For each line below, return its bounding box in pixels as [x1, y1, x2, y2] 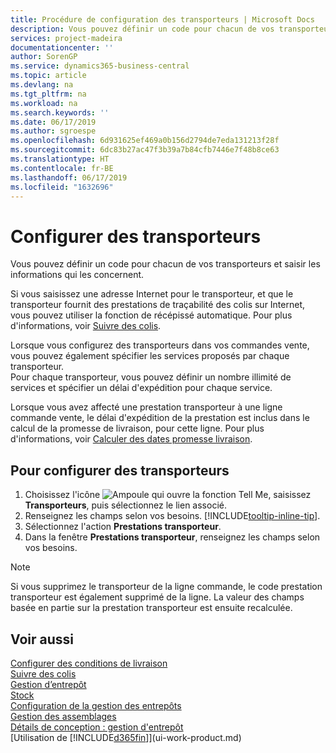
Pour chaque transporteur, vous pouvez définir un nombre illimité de [10, 371, 292, 383]
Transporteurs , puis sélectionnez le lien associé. [24, 499, 227, 511]
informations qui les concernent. [10, 269, 145, 281]
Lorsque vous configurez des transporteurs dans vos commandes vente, [10, 339, 310, 351]
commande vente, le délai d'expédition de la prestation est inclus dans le [10, 412, 310, 424]
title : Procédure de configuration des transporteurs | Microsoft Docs [10, 14, 315, 25]
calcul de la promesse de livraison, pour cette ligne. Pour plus [10, 422, 265, 435]
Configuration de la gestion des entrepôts [10, 699, 182, 711]
